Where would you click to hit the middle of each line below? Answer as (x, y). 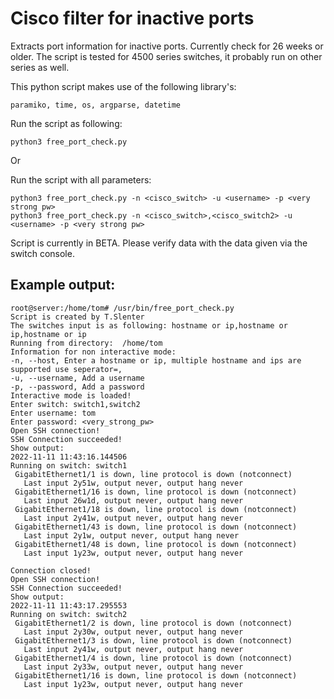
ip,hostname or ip (48, 334)
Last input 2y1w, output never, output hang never (131, 535)
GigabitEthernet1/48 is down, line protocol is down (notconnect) (156, 544)
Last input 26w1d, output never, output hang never (133, 500)
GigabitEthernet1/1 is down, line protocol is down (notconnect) (153, 474)
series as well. (40, 67)
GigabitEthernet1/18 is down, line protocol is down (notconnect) (156, 509)
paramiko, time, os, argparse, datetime (96, 105)
